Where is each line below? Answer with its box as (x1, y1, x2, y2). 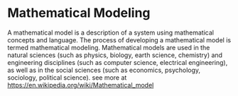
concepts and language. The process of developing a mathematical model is (7, 35, 232, 44)
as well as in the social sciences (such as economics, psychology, (7, 66, 201, 74)
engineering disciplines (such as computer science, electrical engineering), (7, 58, 228, 66)
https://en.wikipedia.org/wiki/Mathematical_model (7, 80, 154, 89)
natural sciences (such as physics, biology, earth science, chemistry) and (7, 51, 222, 59)
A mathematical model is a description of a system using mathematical (7, 28, 215, 37)
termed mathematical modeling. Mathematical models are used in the (7, 43, 210, 52)
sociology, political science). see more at (7, 73, 127, 82)
